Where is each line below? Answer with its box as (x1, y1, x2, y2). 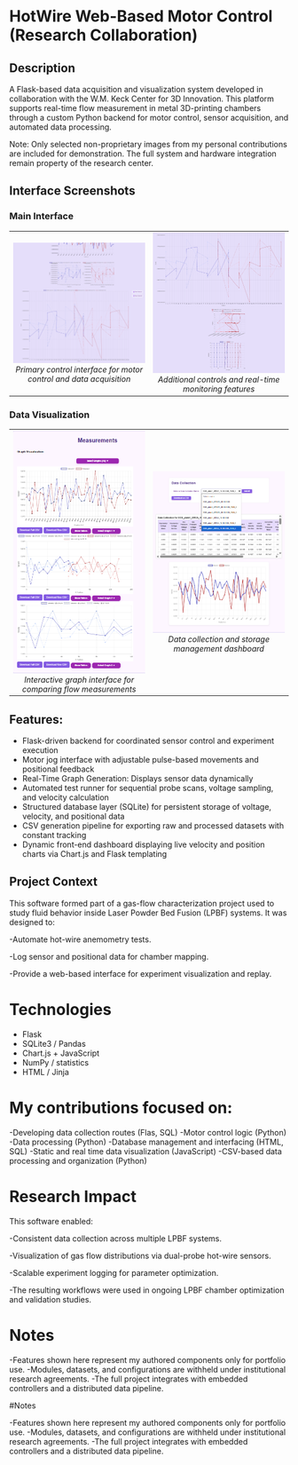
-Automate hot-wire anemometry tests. (9, 934, 152, 945)
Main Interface (9, 210, 74, 223)
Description (9, 60, 75, 75)
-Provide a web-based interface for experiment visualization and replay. (9, 968, 272, 978)
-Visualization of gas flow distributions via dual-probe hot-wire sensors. (9, 1250, 272, 1261)
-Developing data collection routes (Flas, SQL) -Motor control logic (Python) (9, 1127, 286, 1137)
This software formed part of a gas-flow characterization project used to (9, 898, 275, 908)
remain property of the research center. (9, 158, 153, 168)
